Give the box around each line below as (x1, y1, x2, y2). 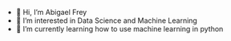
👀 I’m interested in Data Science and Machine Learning (15, 16, 198, 25)
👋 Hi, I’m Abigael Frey (15, 8, 87, 17)
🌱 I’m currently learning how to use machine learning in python (15, 24, 224, 33)
